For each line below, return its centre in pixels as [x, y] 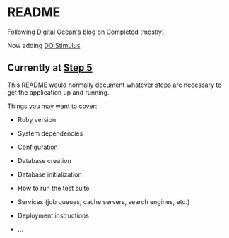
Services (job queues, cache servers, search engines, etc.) [104, 201]
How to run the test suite [53, 188]
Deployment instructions [53, 215]
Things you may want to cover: [52, 106]
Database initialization [50, 174]
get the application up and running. [58, 92]
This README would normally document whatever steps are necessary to [114, 85]
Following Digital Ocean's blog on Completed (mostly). [87, 32]
